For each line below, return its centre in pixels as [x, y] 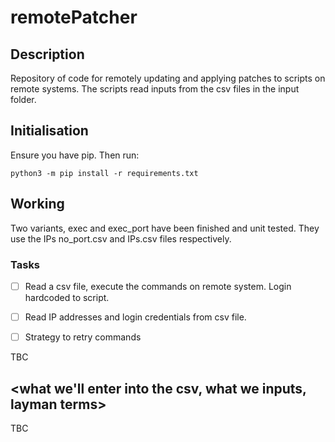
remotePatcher [74, 17]
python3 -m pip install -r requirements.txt [104, 173]
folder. [23, 99]
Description [47, 54]
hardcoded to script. [67, 297]
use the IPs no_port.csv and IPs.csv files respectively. [121, 238]
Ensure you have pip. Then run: [75, 155]
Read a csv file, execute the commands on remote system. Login [158, 286]
